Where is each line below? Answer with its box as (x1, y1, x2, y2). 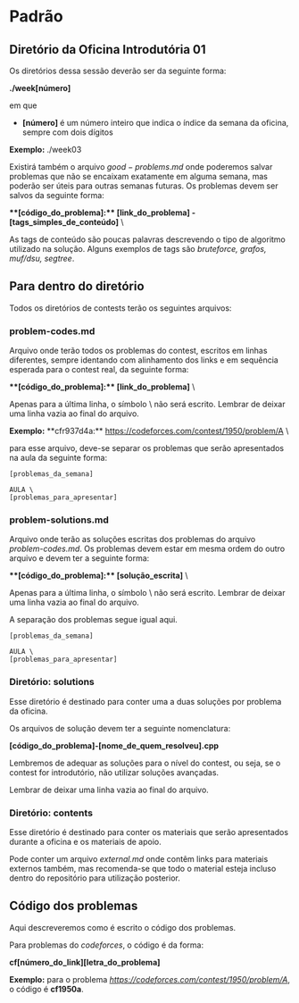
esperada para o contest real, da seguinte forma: (9, 364, 189, 375)
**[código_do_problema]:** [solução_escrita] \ (9, 570, 189, 581)
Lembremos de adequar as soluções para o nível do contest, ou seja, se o (9, 757, 281, 768)
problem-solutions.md (9, 514, 110, 526)
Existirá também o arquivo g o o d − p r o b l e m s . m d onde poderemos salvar (9, 162, 273, 171)
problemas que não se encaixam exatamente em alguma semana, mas (9, 171, 268, 181)
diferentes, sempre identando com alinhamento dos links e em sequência (9, 355, 278, 365)
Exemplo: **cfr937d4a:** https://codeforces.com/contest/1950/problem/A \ (9, 426, 289, 437)
